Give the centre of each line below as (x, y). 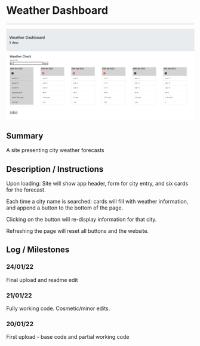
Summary (25, 136)
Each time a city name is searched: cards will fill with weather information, (97, 202)
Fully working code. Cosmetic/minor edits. (58, 308)
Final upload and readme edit (42, 280)
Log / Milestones (38, 250)
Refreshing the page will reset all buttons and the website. (78, 231)
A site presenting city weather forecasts (55, 150)
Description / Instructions (55, 169)
